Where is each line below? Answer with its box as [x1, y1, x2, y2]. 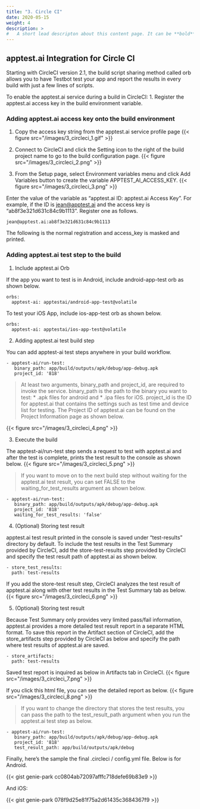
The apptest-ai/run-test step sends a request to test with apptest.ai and [6, 447, 182, 454]
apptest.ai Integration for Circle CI [6, 53, 135, 63]
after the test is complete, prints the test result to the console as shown [6, 454, 181, 461]
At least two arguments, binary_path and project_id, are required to [20, 381, 185, 388]
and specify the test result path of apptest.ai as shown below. [6, 552, 157, 560]
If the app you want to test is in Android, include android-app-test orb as [6, 276, 184, 283]
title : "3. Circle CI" [6, 8, 62, 15]
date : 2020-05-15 [6, 14, 49, 20]
